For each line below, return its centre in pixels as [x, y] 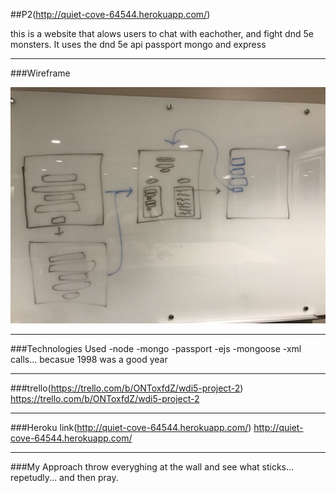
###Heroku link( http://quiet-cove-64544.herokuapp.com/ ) [131, 427]
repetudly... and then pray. [64, 477]
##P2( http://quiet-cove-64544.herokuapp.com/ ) [110, 14]
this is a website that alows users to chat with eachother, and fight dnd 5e [162, 33]
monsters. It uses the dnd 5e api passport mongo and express [138, 44]
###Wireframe [40, 73]
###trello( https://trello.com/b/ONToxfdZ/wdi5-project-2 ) [127, 388]
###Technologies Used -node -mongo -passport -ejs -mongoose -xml [156, 348]
